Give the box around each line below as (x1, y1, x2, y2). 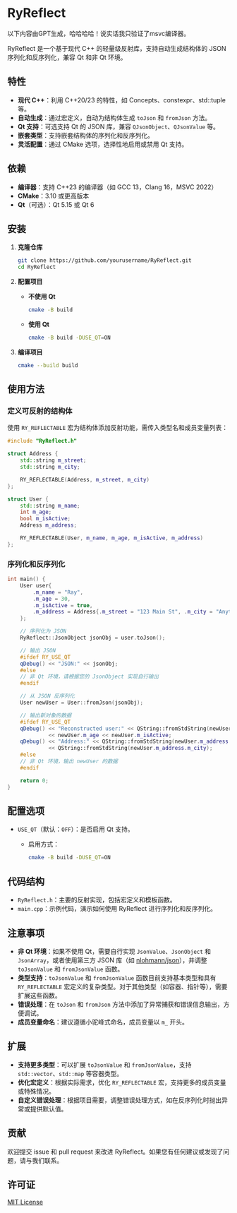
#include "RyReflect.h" (7, 438, 78, 445)
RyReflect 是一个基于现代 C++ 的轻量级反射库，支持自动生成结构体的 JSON (7, 44, 226, 52)
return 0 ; (20, 777, 49, 784)
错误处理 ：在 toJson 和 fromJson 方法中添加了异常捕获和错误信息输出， (17, 1000, 224, 1008)
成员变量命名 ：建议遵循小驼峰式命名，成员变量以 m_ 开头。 (17, 1017, 188, 1026)
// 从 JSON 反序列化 (20, 693, 75, 700)
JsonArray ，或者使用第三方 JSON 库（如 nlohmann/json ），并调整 (17, 955, 207, 964)
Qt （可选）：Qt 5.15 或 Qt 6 (17, 200, 95, 209)
